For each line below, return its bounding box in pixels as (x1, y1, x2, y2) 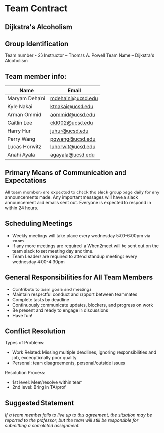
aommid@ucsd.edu (50, 111, 95, 118)
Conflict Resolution (5, 327, 66, 336)
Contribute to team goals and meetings (12, 286, 92, 292)
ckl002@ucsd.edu (50, 119, 93, 126)
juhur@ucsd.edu (50, 127, 89, 134)
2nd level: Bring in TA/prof (12, 385, 66, 390)
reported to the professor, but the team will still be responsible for (5, 417, 139, 423)
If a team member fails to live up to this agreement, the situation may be (5, 412, 152, 418)
